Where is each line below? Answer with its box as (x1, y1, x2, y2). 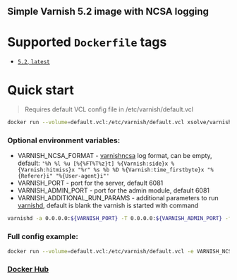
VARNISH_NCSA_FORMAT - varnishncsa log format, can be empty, (17, 152, 213, 160)
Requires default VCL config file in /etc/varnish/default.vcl (24, 105, 194, 114)
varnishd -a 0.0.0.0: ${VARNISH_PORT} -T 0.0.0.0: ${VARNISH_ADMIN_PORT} (7, 215, 222, 222)
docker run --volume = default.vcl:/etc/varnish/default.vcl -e (7, 248, 194, 255)
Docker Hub (7, 264, 49, 274)
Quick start (7, 82, 74, 98)
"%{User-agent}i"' (55, 173, 110, 180)
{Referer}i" (17, 173, 53, 180)
